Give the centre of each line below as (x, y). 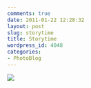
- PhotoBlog (24, 58)
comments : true (29, 13)
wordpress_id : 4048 (35, 45)
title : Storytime (32, 39)
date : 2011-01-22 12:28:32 (46, 20)
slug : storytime (30, 33)
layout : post (26, 26)
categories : (24, 52)
